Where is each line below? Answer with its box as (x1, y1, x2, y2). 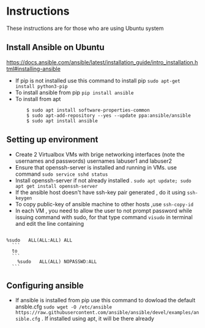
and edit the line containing (15, 220, 84, 227)
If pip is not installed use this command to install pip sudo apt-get (15, 76, 181, 84)
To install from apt (15, 95, 61, 102)
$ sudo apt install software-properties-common (26, 107, 150, 113)
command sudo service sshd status (15, 170, 108, 177)
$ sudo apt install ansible (26, 117, 98, 124)
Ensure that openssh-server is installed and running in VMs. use (15, 163, 177, 171)
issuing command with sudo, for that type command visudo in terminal (15, 213, 193, 221)
